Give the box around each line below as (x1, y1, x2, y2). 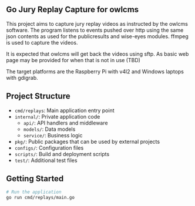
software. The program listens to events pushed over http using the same (6, 26, 184, 33)
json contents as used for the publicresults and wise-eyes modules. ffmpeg (6, 32, 189, 40)
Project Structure (6, 91, 70, 102)
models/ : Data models (23, 126, 76, 133)
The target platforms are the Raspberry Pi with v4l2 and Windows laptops (6, 67, 184, 75)
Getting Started (6, 174, 64, 184)
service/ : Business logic (23, 131, 83, 139)
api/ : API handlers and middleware (23, 119, 108, 126)
